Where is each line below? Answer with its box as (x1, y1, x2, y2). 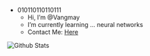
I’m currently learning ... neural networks (27, 21, 144, 28)
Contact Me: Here (27, 28, 79, 36)
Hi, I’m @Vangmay (27, 13, 80, 21)
